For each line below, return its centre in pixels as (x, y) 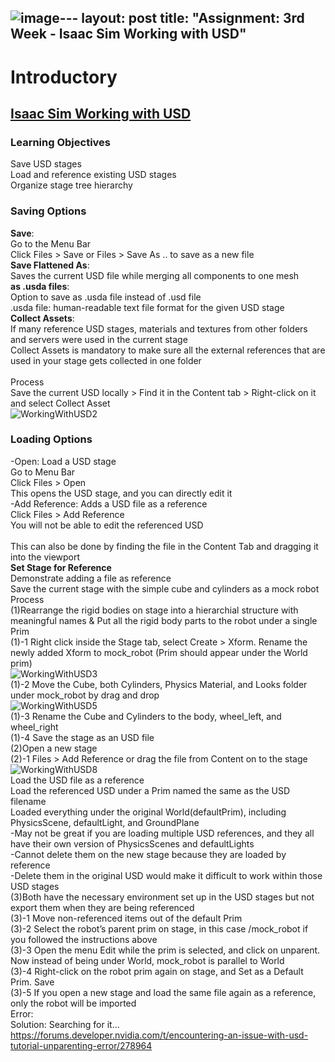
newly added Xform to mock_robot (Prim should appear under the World (159, 652)
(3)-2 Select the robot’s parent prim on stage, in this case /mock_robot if (159, 928)
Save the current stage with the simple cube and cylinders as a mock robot (165, 588)
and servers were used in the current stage (99, 339)
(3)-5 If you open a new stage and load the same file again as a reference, (163, 992)
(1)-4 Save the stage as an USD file (82, 737)
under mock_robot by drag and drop (85, 695)
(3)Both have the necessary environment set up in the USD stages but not (162, 897)
